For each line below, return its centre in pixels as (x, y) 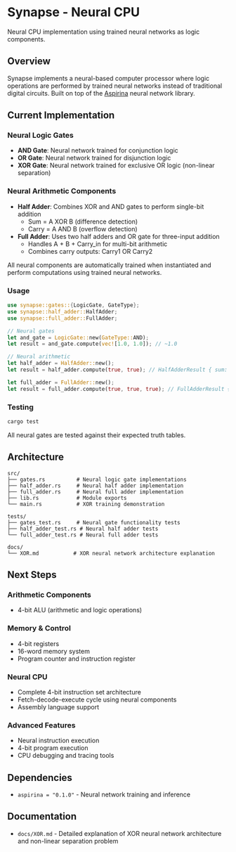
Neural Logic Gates (40, 136)
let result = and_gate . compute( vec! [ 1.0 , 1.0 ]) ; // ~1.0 (92, 344)
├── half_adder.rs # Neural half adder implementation (96, 486)
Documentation (42, 816)
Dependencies (40, 777)
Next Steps (32, 575)
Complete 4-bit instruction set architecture (79, 692)
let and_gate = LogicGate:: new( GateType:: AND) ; (78, 337)
